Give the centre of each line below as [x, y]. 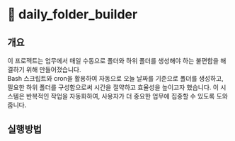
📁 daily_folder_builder [73, 15]
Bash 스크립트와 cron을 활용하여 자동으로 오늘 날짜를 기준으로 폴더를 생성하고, [116, 78]
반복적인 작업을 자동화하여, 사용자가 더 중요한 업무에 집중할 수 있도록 [120, 96]
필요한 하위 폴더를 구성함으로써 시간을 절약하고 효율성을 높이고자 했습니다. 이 [113, 87]
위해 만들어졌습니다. [53, 69]
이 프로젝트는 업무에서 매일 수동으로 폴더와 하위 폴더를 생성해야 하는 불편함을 [113, 61]
